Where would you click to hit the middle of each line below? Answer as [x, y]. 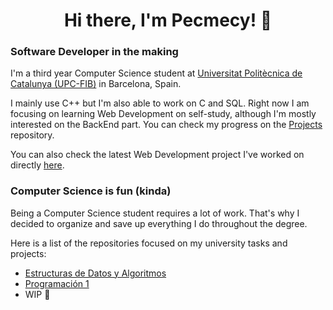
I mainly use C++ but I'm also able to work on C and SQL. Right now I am [160, 103]
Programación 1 [57, 283]
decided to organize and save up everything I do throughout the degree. [159, 223]
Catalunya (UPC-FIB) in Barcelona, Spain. [96, 84]
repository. [32, 135]
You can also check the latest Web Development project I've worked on [157, 155]
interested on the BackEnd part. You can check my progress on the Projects [166, 125]
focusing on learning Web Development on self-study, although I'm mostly [163, 114]
